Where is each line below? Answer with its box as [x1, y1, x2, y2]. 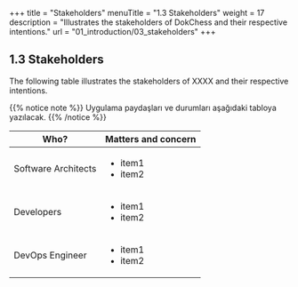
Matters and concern [105, 132, 197, 145]
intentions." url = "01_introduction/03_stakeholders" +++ [9, 27, 216, 36]
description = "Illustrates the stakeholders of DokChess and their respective [9, 17, 287, 28]
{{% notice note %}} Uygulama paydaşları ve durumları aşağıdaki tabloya [9, 102, 278, 113]
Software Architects [13, 162, 97, 174]
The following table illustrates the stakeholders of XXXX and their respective [9, 76, 289, 86]
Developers [13, 205, 62, 218]
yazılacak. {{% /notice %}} [9, 111, 107, 123]
